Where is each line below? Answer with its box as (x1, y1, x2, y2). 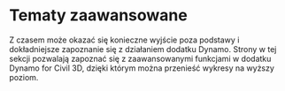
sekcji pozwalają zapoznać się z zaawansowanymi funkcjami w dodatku (9, 53, 272, 64)
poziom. (9, 72, 39, 82)
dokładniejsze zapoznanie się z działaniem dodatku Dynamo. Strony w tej (9, 43, 277, 54)
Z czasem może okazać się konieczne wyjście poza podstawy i (9, 34, 240, 45)
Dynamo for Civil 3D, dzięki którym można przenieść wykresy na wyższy (9, 63, 274, 73)
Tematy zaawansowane (9, 5, 188, 26)
